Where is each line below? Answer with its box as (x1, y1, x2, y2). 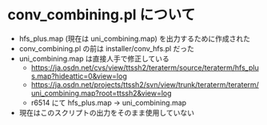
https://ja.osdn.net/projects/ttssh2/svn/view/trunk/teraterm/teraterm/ (30, 79, 259, 89)
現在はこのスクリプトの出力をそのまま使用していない (18, 107, 195, 117)
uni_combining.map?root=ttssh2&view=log (30, 88, 173, 98)
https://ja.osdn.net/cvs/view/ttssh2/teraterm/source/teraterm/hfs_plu (30, 62, 259, 72)
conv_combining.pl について (7, 6, 196, 24)
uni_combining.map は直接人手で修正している (18, 54, 169, 63)
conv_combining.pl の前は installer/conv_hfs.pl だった (18, 43, 195, 53)
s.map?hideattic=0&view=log (30, 71, 127, 81)
